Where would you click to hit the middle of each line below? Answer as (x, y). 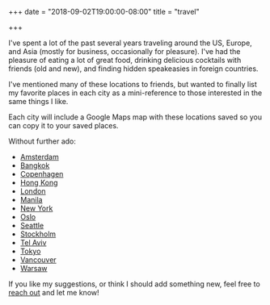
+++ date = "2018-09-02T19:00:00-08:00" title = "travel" (104, 12)
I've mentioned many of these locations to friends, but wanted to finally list (133, 84)
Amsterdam (39, 157)
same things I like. (38, 101)
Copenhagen (42, 174)
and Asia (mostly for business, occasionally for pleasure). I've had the (124, 51)
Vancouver (38, 260)
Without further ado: (42, 141)
